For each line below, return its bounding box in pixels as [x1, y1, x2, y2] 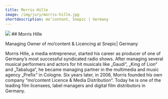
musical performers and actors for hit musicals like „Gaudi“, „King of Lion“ [5, 61, 157, 67]
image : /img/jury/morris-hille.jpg [5, 12, 80, 17]
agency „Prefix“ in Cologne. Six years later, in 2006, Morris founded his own [5, 72, 162, 78]
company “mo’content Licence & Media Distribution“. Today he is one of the [5, 77, 161, 83]
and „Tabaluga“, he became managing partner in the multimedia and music [5, 66, 159, 73]
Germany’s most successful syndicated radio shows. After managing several [5, 56, 163, 62]
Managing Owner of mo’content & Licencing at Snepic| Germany [5, 41, 138, 47]
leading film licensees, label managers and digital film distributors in [5, 82, 145, 88]
